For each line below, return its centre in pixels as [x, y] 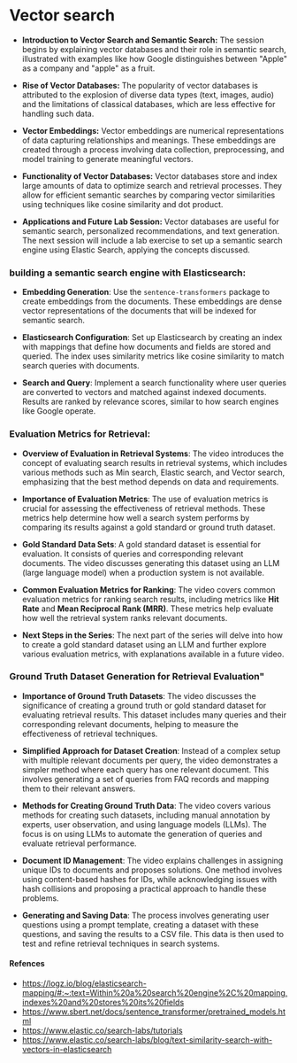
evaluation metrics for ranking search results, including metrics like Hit [151, 599]
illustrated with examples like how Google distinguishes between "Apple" [154, 58]
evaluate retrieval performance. [79, 843]
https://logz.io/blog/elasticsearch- [84, 983]
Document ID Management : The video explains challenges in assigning [152, 860]
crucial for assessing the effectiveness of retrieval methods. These [144, 508]
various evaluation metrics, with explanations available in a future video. [153, 654]
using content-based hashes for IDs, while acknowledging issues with [149, 879]
